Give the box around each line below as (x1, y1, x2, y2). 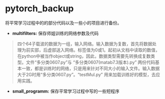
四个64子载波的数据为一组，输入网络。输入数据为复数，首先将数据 (17, 40, 153, 47)
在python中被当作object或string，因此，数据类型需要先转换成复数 (17, 53, 151, 59)
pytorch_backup (5, 3, 74, 14)
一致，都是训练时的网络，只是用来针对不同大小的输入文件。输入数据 (21, 65, 160, 71)
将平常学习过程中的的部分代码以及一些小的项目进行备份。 (5, 20, 122, 26)
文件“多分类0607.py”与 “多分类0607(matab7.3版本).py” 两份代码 (26, 59, 155, 65)
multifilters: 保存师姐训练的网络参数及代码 (12, 30, 99, 36)
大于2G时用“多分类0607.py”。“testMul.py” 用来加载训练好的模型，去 (17, 71, 156, 77)
